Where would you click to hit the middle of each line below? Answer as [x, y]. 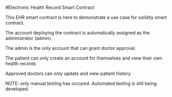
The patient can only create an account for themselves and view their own [84, 58]
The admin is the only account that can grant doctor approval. [71, 48]
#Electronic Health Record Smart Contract [50, 7]
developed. [17, 89]
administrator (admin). [29, 38]
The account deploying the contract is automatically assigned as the [78, 33]
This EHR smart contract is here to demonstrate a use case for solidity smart [86, 17]
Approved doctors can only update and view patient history [68, 73]
